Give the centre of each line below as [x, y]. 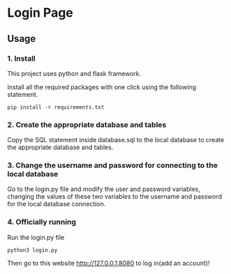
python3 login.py [32, 250]
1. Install [22, 59]
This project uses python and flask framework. [74, 73]
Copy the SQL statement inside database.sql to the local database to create [116, 140]
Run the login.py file [36, 237]
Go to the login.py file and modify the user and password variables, [104, 189]
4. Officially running [42, 222]
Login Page [40, 13]
